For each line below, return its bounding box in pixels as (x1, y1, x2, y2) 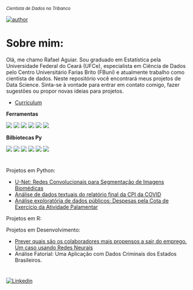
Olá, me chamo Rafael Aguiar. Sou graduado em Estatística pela (6, 56, 161, 63)
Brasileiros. (14, 257, 42, 264)
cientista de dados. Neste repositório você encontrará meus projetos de (6, 74, 181, 82)
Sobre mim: (6, 37, 64, 50)
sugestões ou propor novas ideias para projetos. (6, 87, 124, 95)
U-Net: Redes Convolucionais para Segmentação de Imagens (14, 178, 164, 185)
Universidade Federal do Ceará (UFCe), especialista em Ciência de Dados (6, 62, 186, 69)
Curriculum (14, 99, 42, 106)
